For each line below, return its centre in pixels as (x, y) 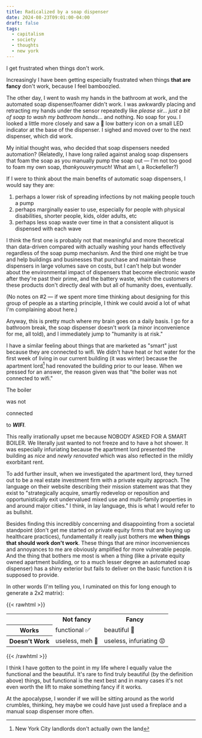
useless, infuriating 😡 (135, 641)
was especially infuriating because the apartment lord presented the (91, 449)
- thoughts (25, 46)
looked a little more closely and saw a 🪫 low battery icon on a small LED (95, 123)
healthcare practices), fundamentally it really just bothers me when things (98, 537)
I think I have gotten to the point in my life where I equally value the (89, 668)
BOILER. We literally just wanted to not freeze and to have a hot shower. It (97, 443)
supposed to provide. (32, 575)
